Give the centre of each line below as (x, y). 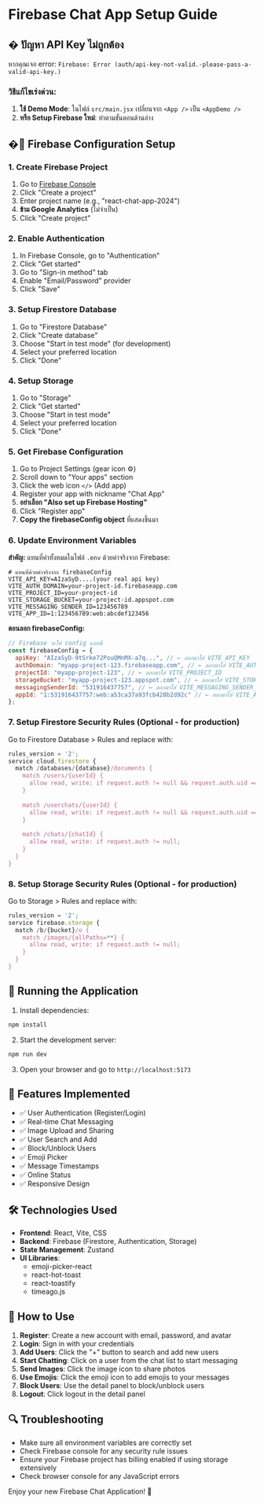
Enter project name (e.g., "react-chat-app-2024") (100, 201)
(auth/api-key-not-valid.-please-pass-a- (183, 65)
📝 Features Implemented (69, 1094)
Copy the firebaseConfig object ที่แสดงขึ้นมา (89, 520)
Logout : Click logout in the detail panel (82, 1394)
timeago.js (48, 1292)
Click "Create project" (55, 217)
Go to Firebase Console (58, 184)
